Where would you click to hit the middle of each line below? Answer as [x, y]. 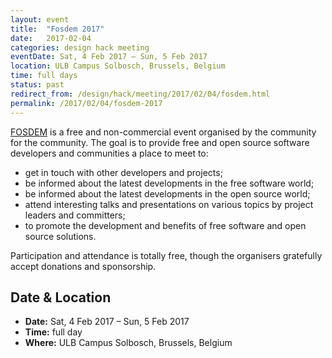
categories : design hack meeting [80, 47]
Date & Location [61, 297]
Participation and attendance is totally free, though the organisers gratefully [166, 255]
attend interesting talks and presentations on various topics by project [169, 204]
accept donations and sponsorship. [83, 266]
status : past [37, 85]
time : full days [44, 76]
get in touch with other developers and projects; [123, 172]
